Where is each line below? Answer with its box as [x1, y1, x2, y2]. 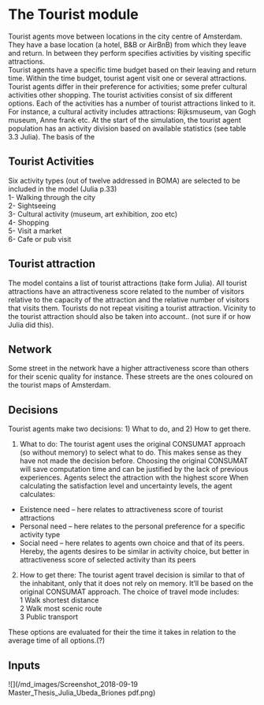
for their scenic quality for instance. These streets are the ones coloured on [8, 372, 254, 381]
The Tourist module [8, 6, 139, 24]
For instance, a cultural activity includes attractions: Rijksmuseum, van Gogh [8, 106, 256, 116]
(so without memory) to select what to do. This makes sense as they [19, 447, 242, 458]
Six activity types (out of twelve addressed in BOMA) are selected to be [8, 176, 240, 185]
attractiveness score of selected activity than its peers [19, 555, 196, 565]
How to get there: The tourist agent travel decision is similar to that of [19, 570, 245, 580]
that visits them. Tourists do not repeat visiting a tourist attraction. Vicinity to [8, 303, 256, 313]
